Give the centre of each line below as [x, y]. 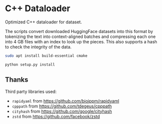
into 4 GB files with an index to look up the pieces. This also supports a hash [81, 41]
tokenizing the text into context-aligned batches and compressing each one [80, 36]
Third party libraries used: [31, 91]
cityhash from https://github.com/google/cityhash [62, 111]
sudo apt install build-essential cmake [46, 56]
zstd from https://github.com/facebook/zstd [56, 116]
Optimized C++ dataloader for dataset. [44, 22]
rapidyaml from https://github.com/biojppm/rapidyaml [66, 101]
